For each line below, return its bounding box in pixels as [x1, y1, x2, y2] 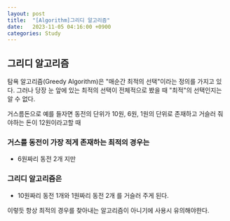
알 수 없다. [7, 95, 36, 104]
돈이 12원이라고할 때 [25, 118, 81, 127]
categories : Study [7, 29, 61, 37]
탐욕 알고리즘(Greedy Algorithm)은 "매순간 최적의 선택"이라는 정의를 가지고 [7, 78, 215, 86]
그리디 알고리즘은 [7, 174, 62, 184]
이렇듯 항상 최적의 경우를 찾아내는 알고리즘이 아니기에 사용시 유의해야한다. [7, 206, 210, 214]
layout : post [7, 10, 46, 17]
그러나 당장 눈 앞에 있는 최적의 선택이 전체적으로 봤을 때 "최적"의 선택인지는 [16, 86, 222, 94]
